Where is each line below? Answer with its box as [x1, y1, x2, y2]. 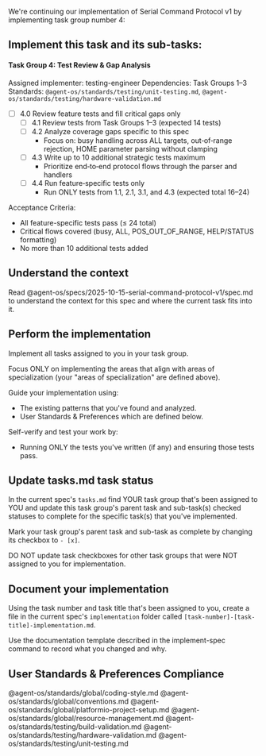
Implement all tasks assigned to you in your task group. [8, 349, 189, 358]
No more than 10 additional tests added [19, 243, 148, 253]
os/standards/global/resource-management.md [8, 713, 164, 723]
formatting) [19, 234, 57, 245]
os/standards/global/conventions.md [8, 696, 129, 706]
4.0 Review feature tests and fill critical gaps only [19, 109, 181, 118]
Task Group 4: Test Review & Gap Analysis [8, 60, 151, 70]
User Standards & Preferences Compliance [8, 667, 225, 681]
